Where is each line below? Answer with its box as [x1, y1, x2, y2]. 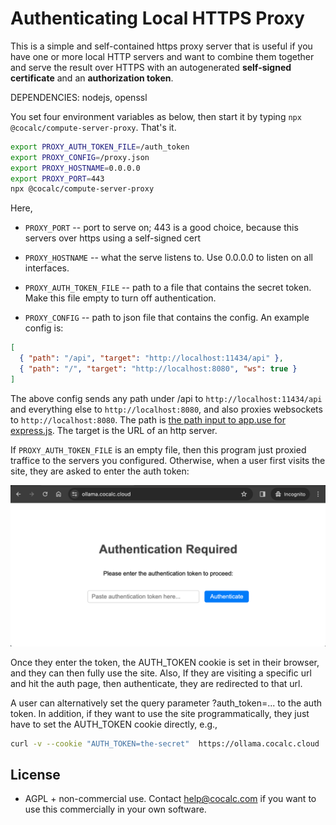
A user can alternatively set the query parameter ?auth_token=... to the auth [10, 697, 323, 709]
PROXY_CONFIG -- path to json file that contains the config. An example [24, 312, 310, 324]
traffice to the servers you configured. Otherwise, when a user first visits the [10, 454, 326, 466]
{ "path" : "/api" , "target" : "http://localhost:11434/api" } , [19, 353, 284, 364]
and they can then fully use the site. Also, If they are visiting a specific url [10, 667, 312, 679]
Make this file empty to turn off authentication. [24, 292, 217, 304]
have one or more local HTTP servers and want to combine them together [10, 50, 315, 62]
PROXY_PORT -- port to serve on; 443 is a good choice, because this [24, 222, 299, 234]
